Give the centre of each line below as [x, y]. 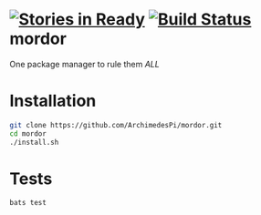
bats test [28, 203]
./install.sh [34, 142]
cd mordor [28, 133]
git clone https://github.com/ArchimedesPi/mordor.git [116, 125]
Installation [53, 101]
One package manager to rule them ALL [84, 64]
